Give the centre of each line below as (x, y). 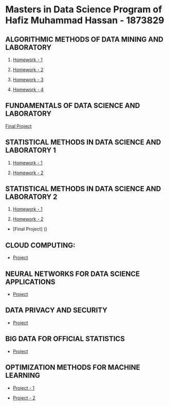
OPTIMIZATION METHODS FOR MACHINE (73, 368)
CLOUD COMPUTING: (40, 245)
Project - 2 (24, 398)
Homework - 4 (28, 89)
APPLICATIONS (30, 282)
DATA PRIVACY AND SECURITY (57, 310)
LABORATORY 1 (31, 150)
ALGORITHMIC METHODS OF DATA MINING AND (84, 39)
